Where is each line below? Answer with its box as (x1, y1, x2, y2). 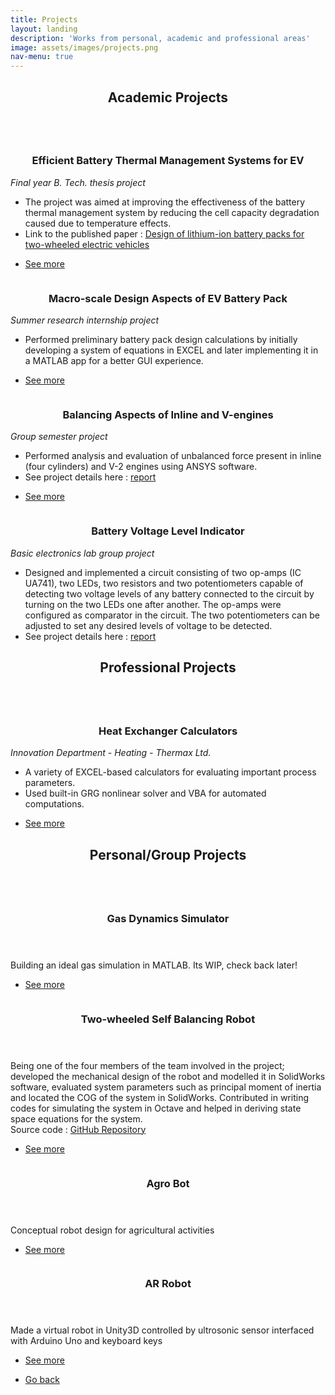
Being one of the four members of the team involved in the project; (10, 1059, 285, 1071)
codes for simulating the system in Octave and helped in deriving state (10, 1102, 302, 1114)
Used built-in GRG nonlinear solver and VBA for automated (24, 787, 267, 800)
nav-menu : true (10, 52, 74, 62)
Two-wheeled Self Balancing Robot (80, 1012, 256, 1026)
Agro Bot (146, 1176, 190, 1190)
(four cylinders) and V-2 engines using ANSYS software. (24, 461, 258, 473)
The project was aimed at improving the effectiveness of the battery (24, 196, 306, 208)
